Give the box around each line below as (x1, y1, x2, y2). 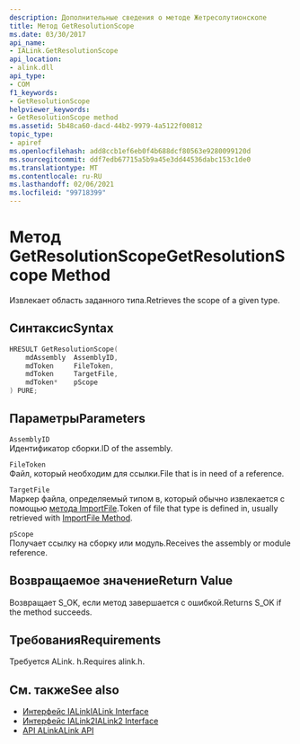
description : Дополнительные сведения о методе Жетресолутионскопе (9, 13, 268, 22)
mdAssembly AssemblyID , (25, 353, 119, 362)
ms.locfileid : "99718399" (9, 188, 106, 197)
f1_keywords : (9, 88, 58, 97)
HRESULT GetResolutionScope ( (9, 345, 119, 354)
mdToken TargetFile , (25, 370, 119, 379)
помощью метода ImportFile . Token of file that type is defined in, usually (9, 503, 278, 513)
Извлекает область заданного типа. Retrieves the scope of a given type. (9, 294, 280, 305)
